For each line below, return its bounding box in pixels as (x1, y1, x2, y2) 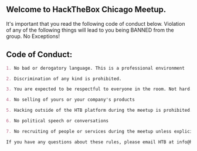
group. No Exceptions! (6, 32, 60, 40)
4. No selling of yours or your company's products (6, 97, 135, 103)
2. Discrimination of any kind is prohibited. (6, 75, 122, 81)
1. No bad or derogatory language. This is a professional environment (6, 65, 185, 71)
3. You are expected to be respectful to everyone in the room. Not (6, 86, 177, 92)
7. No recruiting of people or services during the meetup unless (6, 128, 172, 134)
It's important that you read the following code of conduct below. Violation (6, 20, 185, 27)
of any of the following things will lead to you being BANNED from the (6, 26, 174, 33)
